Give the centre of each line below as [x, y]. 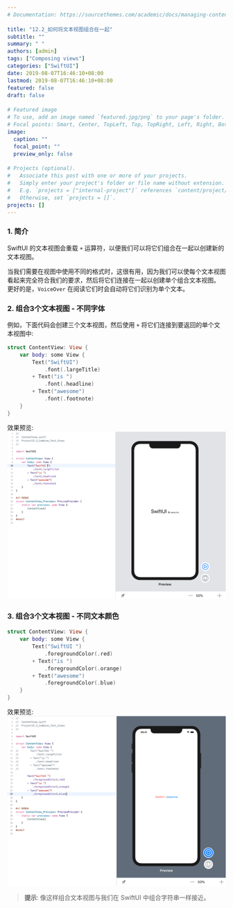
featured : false [31, 88]
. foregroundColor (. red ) [78, 654]
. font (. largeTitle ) [72, 369]
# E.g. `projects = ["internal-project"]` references [89, 190]
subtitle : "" [26, 37]
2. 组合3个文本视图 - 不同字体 [56, 308]
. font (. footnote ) [69, 399]
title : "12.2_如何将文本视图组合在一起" [60, 29]
